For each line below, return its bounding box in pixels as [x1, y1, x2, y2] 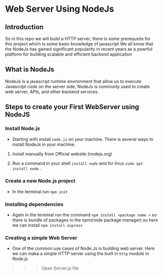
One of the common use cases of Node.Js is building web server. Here [12, 245, 155, 252]
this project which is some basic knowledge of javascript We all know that [5, 41, 154, 47]
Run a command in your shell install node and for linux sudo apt [12, 160, 143, 166]
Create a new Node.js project [5, 177, 76, 184]
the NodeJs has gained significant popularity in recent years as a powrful [5, 46, 153, 52]
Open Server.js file [41, 265, 79, 271]
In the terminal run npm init [12, 189, 68, 195]
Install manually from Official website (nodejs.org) [12, 151, 112, 157]
